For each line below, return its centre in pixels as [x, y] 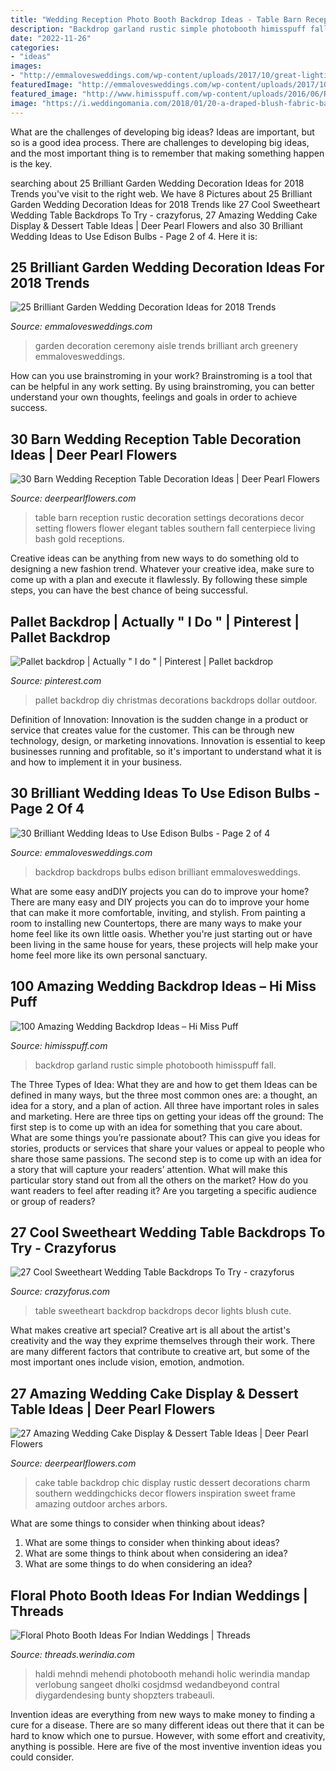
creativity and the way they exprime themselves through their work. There [163, 1341]
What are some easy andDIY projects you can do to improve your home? [160, 891]
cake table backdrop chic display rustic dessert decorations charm [172, 1483]
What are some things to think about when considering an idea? [156, 1553]
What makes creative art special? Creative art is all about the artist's [150, 1330]
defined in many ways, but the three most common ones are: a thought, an [164, 1095]
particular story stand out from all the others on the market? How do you [159, 1180]
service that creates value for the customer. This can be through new [152, 730]
